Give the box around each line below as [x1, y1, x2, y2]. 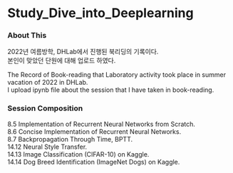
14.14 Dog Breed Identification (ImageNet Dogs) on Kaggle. [7, 157, 180, 166]
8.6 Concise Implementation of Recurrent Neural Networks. [7, 127, 182, 136]
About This [7, 31, 47, 41]
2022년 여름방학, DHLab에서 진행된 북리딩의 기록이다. [7, 48, 159, 56]
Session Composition [7, 103, 83, 113]
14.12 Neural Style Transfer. [7, 142, 88, 151]
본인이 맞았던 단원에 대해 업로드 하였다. [7, 56, 116, 65]
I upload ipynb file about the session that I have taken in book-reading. [7, 85, 214, 94]
